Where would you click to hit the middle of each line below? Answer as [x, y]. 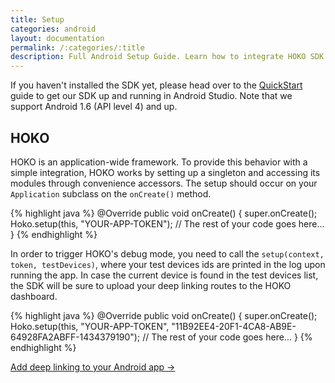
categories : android [53, 29]
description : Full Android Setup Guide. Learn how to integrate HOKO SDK [167, 57]
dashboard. [34, 296]
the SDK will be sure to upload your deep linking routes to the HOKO [151, 285]
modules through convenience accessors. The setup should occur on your [164, 183]
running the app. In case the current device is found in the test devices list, [164, 275]
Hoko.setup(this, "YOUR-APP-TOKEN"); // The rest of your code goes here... [167, 223]
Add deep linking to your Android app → [93, 367]
